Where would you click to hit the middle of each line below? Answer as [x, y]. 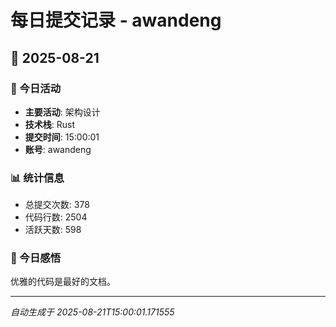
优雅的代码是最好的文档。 [63, 282]
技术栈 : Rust [50, 124]
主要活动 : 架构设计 [62, 112]
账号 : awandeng [58, 149]
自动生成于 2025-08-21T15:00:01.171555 [92, 312]
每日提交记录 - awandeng [116, 20]
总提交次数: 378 [57, 205]
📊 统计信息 [37, 178]
